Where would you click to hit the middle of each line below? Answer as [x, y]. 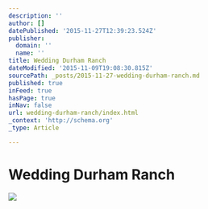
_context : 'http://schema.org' [61, 121]
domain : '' [34, 46]
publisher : [27, 38]
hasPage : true [32, 98]
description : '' [35, 16]
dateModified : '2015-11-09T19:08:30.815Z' [81, 68]
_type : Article [34, 128]
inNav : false [30, 105]
